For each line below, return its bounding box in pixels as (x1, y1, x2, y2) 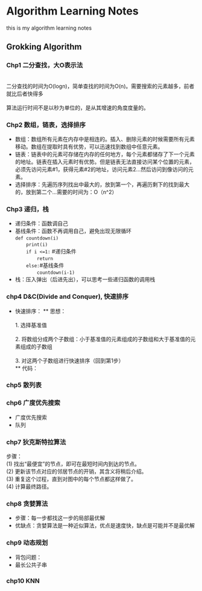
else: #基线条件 (26, 262, 65, 269)
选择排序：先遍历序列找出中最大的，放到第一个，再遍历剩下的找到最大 (14, 180, 190, 188)
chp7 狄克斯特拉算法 (6, 437, 66, 446)
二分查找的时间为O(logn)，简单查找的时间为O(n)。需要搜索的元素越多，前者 (6, 82, 195, 90)
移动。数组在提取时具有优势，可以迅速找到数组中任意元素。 (14, 143, 163, 150)
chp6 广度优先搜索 (6, 399, 60, 407)
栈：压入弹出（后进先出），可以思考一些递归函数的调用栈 (14, 276, 156, 283)
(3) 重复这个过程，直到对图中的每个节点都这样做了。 (6, 475, 137, 483)
